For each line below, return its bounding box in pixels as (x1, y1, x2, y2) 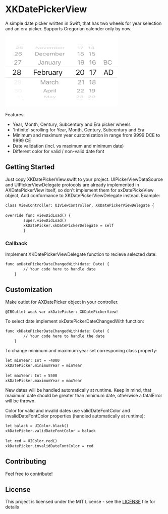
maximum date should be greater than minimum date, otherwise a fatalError (5, 392, 162, 398)
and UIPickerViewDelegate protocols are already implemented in (5, 181, 140, 188)
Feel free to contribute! (5, 471, 53, 477)
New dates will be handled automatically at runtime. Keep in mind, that (5, 387, 151, 393)
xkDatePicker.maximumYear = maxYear (5, 378, 82, 383)
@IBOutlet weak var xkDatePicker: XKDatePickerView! (5, 309, 119, 314)
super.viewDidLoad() (23, 218, 67, 223)
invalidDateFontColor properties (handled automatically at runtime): (5, 413, 145, 419)
